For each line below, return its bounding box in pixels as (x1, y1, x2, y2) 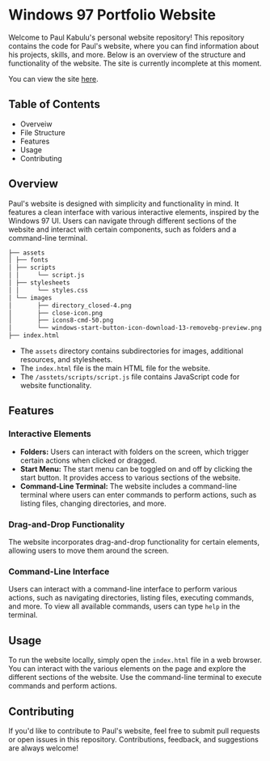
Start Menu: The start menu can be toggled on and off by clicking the (19, 464, 253, 473)
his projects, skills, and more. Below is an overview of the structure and (8, 49, 247, 59)
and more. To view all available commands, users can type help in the (8, 601, 241, 611)
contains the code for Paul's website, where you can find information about (8, 41, 259, 50)
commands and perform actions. (8, 681, 117, 690)
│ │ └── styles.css (8, 286, 89, 294)
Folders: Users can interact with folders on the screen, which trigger (19, 447, 249, 456)
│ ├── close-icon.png (8, 309, 103, 317)
